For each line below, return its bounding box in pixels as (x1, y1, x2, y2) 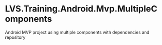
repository (5, 34, 26, 40)
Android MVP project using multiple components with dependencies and (5, 29, 150, 35)
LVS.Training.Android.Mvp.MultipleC (5, 3, 158, 14)
